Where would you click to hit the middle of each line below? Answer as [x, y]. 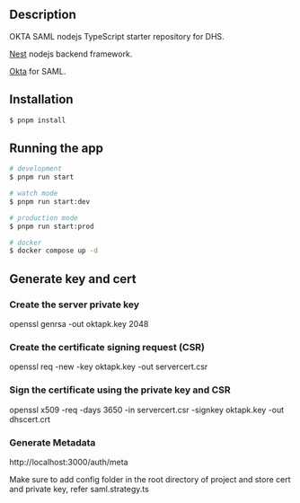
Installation [41, 99]
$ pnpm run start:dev [50, 201]
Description [43, 15]
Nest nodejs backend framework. [71, 54]
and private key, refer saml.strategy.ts [79, 489]
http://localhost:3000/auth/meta [69, 462]
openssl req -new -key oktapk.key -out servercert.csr [109, 366]
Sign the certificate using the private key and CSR [120, 390]
